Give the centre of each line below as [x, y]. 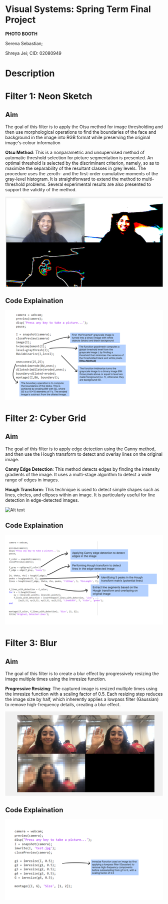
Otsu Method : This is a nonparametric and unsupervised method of [75, 153]
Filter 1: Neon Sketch [49, 96]
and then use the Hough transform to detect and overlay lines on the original [84, 454]
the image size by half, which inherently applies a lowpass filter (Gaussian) [82, 699]
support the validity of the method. [41, 190]
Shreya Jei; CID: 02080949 [33, 53]
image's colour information [33, 143]
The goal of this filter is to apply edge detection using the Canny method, [80, 449]
